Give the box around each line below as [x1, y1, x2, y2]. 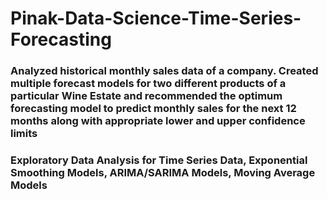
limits [10, 127, 38, 141]
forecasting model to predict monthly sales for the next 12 [10, 102, 297, 116]
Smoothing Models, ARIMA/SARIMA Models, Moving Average [10, 166, 316, 180]
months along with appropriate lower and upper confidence [10, 114, 306, 128]
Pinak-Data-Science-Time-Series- [10, 7, 302, 30]
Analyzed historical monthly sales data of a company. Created [10, 64, 319, 78]
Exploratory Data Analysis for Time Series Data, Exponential [10, 153, 308, 167]
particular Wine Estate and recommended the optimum [10, 89, 283, 103]
